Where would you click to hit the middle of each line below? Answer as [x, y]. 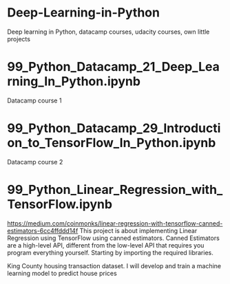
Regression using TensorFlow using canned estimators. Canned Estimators [114, 238]
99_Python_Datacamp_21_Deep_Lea [114, 67]
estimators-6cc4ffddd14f [43, 230]
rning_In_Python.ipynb [74, 81]
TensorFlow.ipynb [60, 204]
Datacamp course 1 [34, 100]
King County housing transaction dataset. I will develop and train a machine [114, 265]
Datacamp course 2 [35, 162]
